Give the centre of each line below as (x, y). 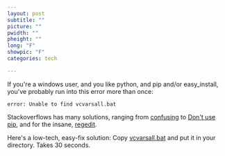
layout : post (26, 13)
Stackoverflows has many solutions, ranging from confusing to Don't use (111, 117)
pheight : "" (24, 39)
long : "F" (22, 46)
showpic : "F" (26, 52)
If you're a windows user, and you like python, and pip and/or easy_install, (113, 84)
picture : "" (24, 26)
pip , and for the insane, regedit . (52, 124)
